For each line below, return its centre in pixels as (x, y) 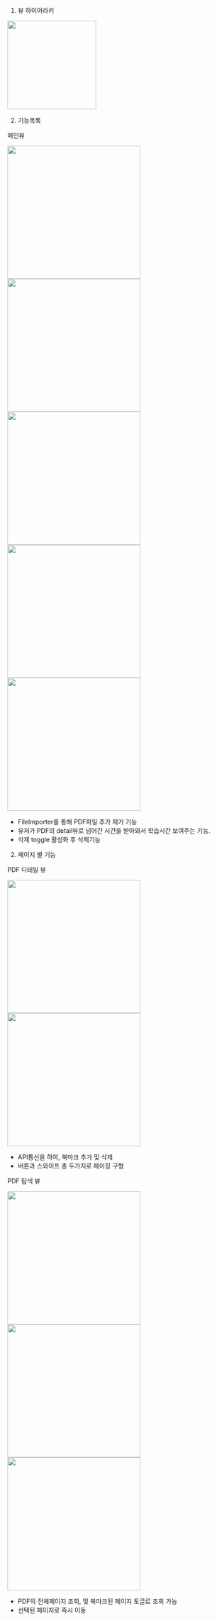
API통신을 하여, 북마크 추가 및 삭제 (65, 1157)
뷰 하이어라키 (36, 10)
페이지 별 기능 (37, 854)
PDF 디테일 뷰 (27, 870)
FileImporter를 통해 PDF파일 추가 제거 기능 (77, 822)
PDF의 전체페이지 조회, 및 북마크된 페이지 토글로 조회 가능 (97, 1601)
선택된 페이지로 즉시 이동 (52, 1610)
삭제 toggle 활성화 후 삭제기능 (59, 840)
